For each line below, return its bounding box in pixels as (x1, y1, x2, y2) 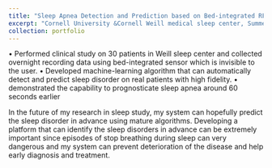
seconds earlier (8, 92, 61, 102)
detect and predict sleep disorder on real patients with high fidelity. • (8, 74, 239, 85)
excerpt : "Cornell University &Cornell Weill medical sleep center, (8, 19, 244, 27)
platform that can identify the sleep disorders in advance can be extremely (8, 124, 257, 134)
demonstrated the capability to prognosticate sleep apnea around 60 (8, 83, 239, 93)
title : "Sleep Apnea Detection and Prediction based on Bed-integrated (8, 11, 255, 20)
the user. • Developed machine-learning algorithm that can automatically (8, 66, 252, 76)
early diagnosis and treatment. (8, 150, 111, 160)
